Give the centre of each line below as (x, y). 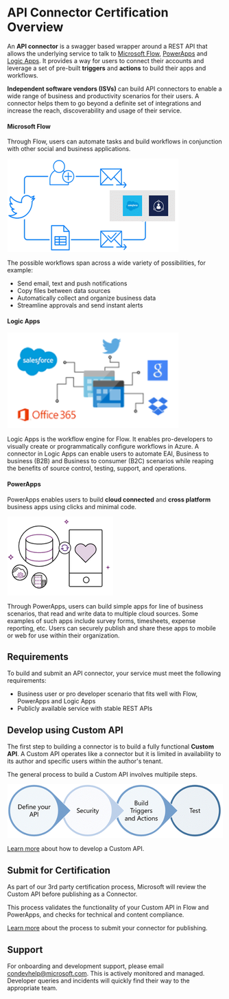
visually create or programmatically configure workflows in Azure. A (103, 447)
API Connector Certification (88, 13)
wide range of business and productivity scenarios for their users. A (103, 96)
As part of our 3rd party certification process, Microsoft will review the (107, 887)
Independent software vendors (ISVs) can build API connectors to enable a (114, 89)
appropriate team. (33, 988)
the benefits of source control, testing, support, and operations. (97, 469)
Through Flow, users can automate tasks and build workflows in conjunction (115, 141)
